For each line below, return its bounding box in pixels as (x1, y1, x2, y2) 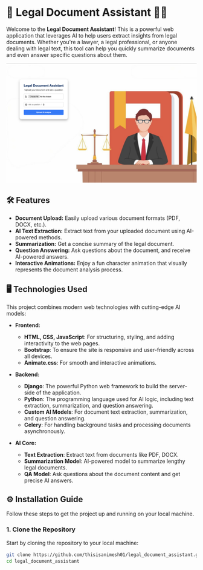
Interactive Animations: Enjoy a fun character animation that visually (14, 259, 187, 267)
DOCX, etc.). (14, 220, 47, 228)
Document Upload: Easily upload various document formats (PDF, (14, 214, 180, 222)
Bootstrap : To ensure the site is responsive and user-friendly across (24, 346, 195, 353)
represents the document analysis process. (14, 266, 123, 273)
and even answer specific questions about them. (6, 51, 127, 58)
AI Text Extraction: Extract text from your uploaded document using (14, 227, 185, 234)
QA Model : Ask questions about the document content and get (24, 470, 181, 477)
